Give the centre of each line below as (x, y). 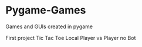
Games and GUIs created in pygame (49, 26)
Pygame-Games (46, 10)
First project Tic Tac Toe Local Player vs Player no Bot (71, 38)
